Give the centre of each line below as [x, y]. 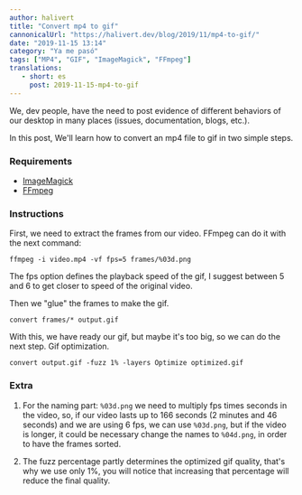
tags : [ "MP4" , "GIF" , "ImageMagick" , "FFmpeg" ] [101, 60]
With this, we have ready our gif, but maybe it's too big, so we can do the [145, 337]
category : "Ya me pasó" [54, 51]
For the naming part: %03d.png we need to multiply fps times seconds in [155, 405]
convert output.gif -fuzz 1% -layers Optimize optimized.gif [127, 363]
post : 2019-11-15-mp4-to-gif [84, 85]
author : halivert [42, 18]
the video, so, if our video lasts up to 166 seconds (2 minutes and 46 [150, 415]
